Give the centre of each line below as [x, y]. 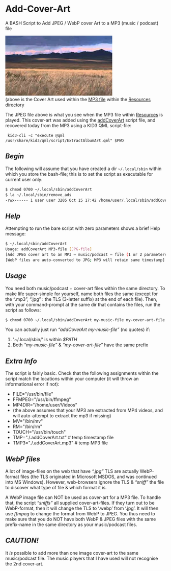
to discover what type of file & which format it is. [56, 487]
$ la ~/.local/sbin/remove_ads [38, 195]
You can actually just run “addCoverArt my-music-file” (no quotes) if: [78, 329]
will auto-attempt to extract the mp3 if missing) [62, 416]
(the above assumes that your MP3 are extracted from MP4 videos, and [88, 410]
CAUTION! [22, 541]
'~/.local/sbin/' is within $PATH [45, 340]
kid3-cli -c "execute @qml [36, 135]
